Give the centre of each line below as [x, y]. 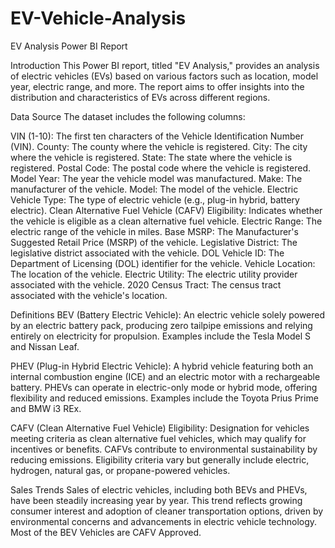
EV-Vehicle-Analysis [98, 18]
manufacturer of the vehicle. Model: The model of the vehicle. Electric [154, 189]
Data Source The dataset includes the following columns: [128, 116]
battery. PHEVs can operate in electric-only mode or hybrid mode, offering [164, 387]
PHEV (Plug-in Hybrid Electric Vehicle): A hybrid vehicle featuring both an [162, 366]
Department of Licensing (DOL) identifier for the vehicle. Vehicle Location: [163, 263]
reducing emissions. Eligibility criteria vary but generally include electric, [160, 459]
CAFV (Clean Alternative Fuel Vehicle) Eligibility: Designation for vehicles [160, 428]
